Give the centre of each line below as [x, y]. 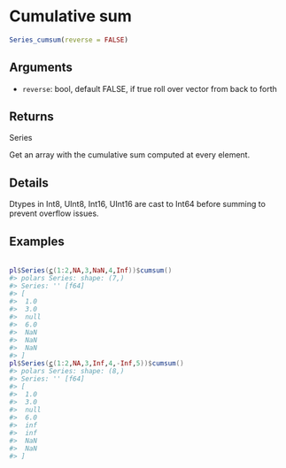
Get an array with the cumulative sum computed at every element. [130, 155]
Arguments [41, 68]
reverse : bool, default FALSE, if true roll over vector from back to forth [149, 88]
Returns [32, 117]
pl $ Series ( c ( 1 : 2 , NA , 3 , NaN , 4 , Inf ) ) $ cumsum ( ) [91, 271]
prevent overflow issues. [54, 213]
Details [29, 183]
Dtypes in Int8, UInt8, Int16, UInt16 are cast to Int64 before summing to [137, 204]
